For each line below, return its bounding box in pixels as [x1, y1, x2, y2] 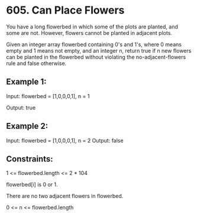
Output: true [6, 104, 36, 111]
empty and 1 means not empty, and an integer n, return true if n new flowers [6, 47, 192, 54]
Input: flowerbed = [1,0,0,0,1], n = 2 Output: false [6, 137, 124, 144]
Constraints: [6, 154, 53, 164]
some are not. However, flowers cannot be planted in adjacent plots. [6, 29, 173, 36]
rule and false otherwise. [6, 60, 67, 67]
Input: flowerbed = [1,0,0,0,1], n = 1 [6, 92, 90, 99]
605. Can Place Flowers [6, 4, 125, 17]
